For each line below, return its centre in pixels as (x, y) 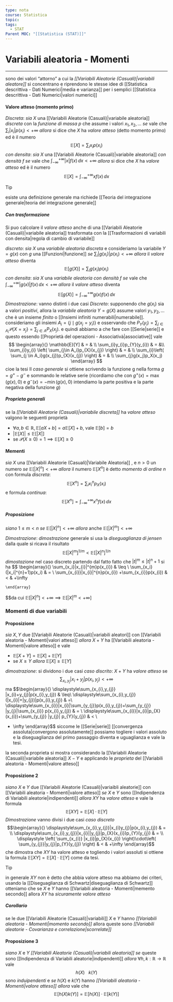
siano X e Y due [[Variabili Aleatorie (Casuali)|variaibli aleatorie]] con (78, 787)
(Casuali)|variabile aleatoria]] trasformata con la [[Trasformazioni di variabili (86, 233)
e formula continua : (26, 493)
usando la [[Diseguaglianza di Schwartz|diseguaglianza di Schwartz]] (79, 883)
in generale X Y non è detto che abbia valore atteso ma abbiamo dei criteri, (84, 877)
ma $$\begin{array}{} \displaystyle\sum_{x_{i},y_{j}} (60, 689)
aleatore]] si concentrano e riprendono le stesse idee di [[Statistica (76, 84)
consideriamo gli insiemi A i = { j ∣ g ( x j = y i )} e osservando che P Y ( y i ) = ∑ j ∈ (84, 323)
